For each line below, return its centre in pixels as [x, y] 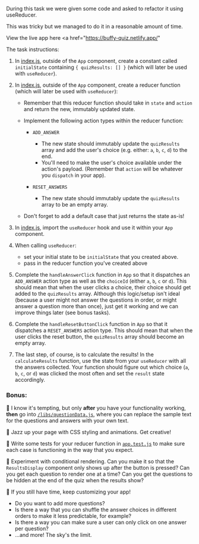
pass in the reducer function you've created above [85, 263]
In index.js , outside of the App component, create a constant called [96, 61]
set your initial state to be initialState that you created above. [101, 257]
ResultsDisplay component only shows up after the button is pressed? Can [98, 468]
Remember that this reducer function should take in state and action [108, 103]
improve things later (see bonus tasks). [63, 312]
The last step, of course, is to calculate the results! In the [84, 355]
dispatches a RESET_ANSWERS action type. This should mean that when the [104, 330]
